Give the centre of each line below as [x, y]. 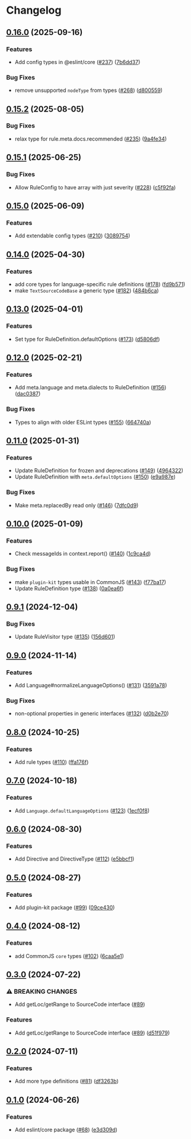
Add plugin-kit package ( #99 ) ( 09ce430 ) [65, 907]
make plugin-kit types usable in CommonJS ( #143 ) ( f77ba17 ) [90, 582]
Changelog [34, 10]
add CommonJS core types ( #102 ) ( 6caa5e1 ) [69, 956]
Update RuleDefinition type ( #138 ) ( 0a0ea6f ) [69, 588]
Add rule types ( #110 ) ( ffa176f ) [52, 762]
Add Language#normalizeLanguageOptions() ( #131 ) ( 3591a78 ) [91, 685]
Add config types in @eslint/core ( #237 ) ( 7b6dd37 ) [77, 62]
